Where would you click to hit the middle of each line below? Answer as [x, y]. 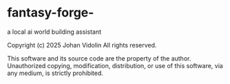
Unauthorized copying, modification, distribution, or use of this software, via [115, 65]
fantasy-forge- [51, 13]
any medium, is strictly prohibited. [55, 73]
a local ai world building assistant [54, 32]
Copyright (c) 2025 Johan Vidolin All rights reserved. [82, 45]
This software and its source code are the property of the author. [99, 58]
